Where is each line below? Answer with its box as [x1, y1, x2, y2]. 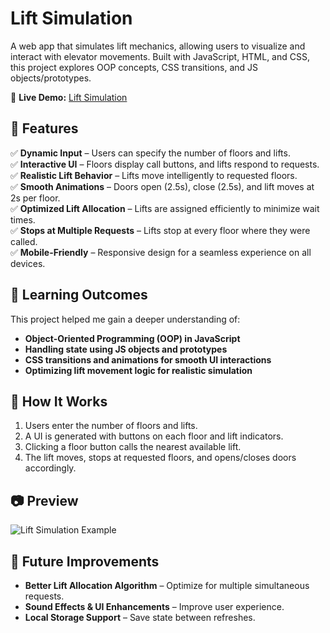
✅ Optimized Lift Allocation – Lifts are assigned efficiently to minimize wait [10, 202, 320, 214]
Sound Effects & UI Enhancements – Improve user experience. [24, 601, 285, 612]
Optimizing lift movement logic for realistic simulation [24, 364, 253, 376]
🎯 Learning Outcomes [10, 287, 148, 304]
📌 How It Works [10, 393, 108, 410]
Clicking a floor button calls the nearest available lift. [24, 441, 242, 453]
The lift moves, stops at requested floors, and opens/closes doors [24, 452, 297, 464]
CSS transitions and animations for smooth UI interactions [24, 353, 272, 366]
